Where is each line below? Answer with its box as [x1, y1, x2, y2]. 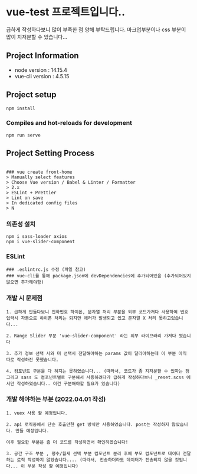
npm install [6, 105, 35, 111]
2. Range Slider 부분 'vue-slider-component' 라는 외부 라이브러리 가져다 [6, 333, 176, 339]
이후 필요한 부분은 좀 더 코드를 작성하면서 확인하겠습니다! [6, 439, 129, 445]
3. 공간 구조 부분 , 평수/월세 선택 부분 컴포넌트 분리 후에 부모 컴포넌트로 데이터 [6, 450, 180, 456]
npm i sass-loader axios [6, 233, 67, 239]
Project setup [6, 90, 57, 100]
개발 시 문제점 [6, 294, 43, 302]
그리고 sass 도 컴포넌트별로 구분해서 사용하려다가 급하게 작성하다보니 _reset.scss [6, 374, 184, 380]
